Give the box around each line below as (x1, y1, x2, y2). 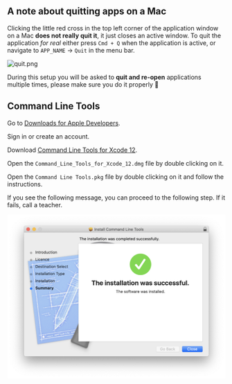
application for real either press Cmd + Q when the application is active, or (7, 38, 216, 47)
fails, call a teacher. (7, 200, 62, 209)
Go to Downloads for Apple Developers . (7, 119, 121, 127)
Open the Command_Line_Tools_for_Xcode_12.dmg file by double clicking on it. (7, 159, 224, 167)
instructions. (7, 180, 43, 188)
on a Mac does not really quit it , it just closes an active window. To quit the (7, 31, 222, 40)
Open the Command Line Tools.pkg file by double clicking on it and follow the (7, 173, 224, 181)
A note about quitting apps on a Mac (7, 6, 167, 17)
